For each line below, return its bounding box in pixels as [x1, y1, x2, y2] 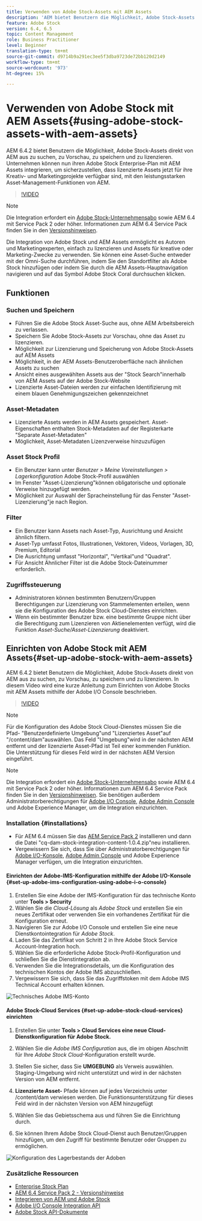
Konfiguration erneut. [14, 917, 68, 924]
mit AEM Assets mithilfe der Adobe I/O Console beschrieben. [6, 688, 158, 695]
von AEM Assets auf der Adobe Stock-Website [14, 377, 130, 384]
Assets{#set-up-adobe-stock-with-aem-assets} [6, 653, 194, 663]
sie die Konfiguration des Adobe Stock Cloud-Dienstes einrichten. [14, 607, 179, 614]
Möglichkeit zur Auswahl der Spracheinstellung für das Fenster [14, 492, 171, 499]
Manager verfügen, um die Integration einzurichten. [14, 858, 143, 865]
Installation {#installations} [6, 819, 88, 827]
